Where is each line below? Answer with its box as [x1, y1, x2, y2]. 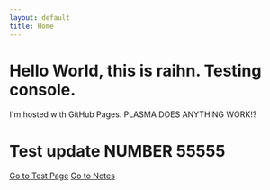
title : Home [9, 22, 54, 31]
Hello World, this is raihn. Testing [9, 60, 262, 81]
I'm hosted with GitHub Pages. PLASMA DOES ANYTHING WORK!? [9, 109, 257, 120]
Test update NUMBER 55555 [9, 140, 226, 161]
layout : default [9, 13, 70, 23]
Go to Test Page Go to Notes [9, 170, 115, 181]
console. [9, 79, 76, 100]
